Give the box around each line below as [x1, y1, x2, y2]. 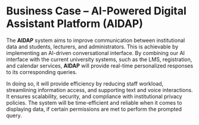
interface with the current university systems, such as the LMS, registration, [6, 56, 192, 63]
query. [6, 112, 22, 119]
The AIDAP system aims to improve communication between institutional [6, 36, 185, 44]
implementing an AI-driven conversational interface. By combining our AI [6, 49, 185, 56]
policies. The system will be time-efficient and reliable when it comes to [6, 99, 182, 106]
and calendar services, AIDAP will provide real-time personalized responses [6, 62, 194, 69]
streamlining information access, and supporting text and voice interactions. [6, 86, 193, 93]
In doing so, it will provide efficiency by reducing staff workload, [6, 80, 164, 87]
